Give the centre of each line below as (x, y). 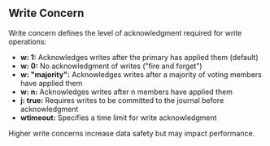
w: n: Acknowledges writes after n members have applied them (126, 92)
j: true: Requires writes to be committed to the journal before (122, 100)
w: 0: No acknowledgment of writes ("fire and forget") (111, 66)
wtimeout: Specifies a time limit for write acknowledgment (118, 118)
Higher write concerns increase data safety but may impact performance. (132, 133)
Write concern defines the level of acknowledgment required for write (125, 32)
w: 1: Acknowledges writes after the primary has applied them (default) (139, 57)
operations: (28, 41)
